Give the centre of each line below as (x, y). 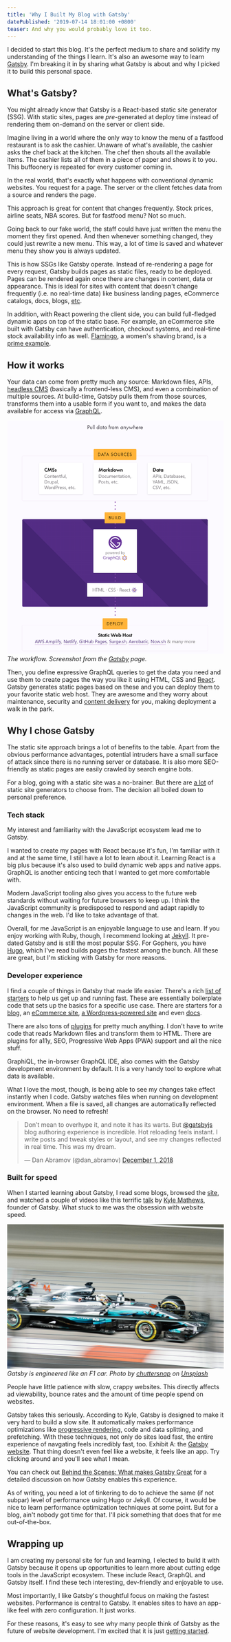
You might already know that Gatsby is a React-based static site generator (112, 110)
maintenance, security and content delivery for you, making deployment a (112, 702)
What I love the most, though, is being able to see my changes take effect (111, 1089)
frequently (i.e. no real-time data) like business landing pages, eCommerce (113, 293)
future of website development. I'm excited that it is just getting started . (108, 1631)
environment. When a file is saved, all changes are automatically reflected (112, 1104)
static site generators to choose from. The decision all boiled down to (106, 789)
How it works (36, 365)
